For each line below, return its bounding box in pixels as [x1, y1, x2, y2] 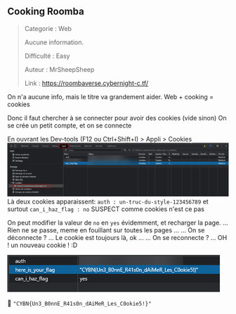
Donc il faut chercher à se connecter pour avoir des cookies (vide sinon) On [7, 113, 227, 122]
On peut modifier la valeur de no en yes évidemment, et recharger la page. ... [7, 218, 228, 227]
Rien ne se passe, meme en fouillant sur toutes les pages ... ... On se [7, 226, 205, 234]
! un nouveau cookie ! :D [7, 241, 78, 249]
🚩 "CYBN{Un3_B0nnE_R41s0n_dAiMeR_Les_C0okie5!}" [7, 299, 152, 308]
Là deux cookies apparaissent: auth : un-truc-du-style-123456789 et [7, 197, 209, 206]
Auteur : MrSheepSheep [24, 65, 95, 73]
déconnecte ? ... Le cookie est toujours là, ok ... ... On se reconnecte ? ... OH [7, 234, 228, 242]
